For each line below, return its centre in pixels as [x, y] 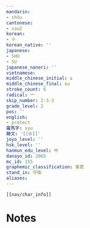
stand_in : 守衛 [24, 173]
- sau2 [14, 28]
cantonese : [20, 23]
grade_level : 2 [25, 106]
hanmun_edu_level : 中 [32, 150]
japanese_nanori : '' [32, 67]
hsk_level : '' [24, 145]
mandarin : [18, 12]
